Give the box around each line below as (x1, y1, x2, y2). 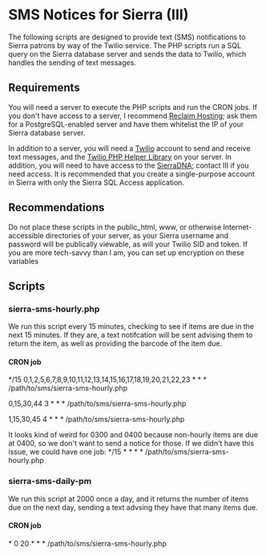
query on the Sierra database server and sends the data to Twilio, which (8, 49, 247, 59)
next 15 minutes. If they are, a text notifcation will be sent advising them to (8, 331, 253, 340)
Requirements (8, 81, 80, 95)
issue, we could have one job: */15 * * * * (8, 447, 144, 457)
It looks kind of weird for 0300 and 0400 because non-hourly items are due (8, 430, 259, 440)
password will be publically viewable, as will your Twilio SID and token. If (8, 239, 248, 249)
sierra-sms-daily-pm (8, 476, 92, 487)
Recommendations (8, 201, 105, 214)
